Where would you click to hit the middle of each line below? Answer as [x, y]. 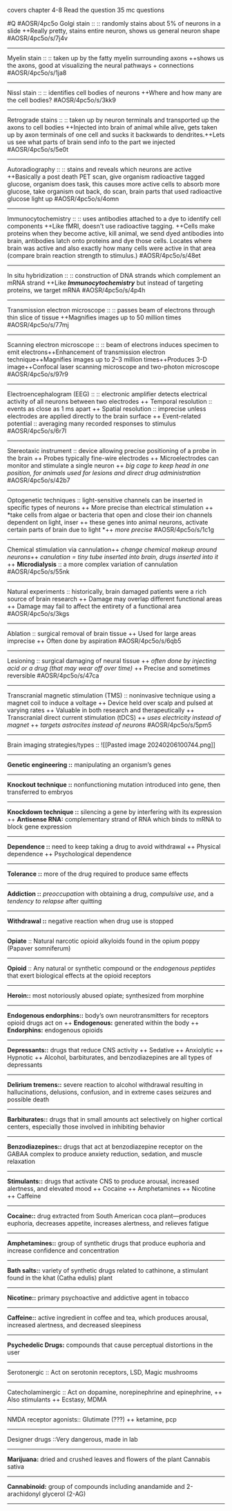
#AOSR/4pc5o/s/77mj [38, 325]
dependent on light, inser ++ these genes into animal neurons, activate [108, 522]
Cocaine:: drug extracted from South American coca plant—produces [107, 1216]
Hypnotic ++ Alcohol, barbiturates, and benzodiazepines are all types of [110, 1057]
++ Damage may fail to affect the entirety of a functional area [94, 606]
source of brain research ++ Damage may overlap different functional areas [115, 599]
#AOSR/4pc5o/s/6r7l [37, 431]
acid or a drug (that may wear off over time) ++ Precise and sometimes [109, 668]
